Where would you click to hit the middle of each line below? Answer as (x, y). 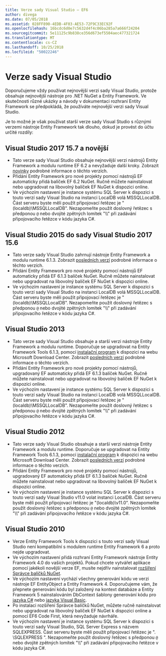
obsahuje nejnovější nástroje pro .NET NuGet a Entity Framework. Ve (76, 96)
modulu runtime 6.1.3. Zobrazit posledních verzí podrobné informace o (85, 260)
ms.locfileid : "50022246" (32, 52)
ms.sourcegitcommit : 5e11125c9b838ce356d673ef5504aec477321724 (72, 33)
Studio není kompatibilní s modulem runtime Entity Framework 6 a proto (86, 546)
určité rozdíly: (19, 132)
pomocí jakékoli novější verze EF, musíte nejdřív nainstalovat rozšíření (84, 568)
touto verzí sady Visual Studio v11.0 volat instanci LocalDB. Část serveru (86, 497)
